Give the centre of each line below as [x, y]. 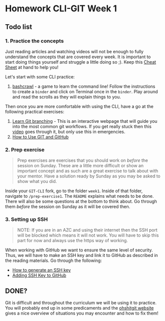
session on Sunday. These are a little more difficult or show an [80, 166]
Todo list [19, 27]
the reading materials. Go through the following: [53, 261]
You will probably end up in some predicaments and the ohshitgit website [80, 308]
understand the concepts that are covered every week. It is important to [78, 57]
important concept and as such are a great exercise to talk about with [88, 171]
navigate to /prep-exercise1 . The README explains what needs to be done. [80, 196]
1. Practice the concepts [34, 41]
